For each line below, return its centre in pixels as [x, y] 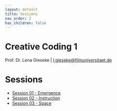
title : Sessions [21, 14]
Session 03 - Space [32, 103]
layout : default [21, 9]
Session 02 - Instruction [36, 98]
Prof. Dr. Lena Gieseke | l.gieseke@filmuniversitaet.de [58, 60]
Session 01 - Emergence [36, 93]
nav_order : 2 [18, 18]
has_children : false [26, 23]
